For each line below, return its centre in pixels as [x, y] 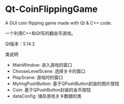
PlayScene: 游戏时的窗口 [38, 77]
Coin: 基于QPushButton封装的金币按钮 [52, 90]
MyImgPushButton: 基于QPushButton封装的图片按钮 [66, 84]
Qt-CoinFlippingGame [52, 9]
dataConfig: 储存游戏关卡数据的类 [47, 96]
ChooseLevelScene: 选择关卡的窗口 [49, 71]
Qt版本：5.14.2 [20, 44]
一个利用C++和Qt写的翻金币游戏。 [41, 33]
